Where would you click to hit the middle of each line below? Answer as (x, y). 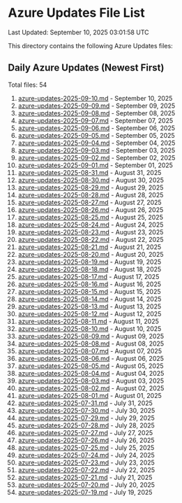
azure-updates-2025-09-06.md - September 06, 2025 (97, 128)
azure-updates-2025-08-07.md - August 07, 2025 (90, 350)
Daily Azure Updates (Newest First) (86, 68)
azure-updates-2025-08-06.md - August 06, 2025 (91, 358)
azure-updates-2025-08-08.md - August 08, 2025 (91, 343)
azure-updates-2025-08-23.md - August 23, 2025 (91, 232)
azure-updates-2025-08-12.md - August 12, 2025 (90, 313)
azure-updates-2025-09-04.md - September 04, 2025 (97, 143)
